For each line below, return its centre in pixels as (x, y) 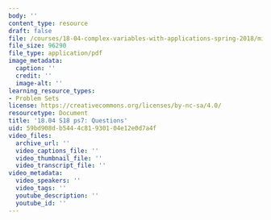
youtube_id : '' (41, 203)
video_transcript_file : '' (61, 166)
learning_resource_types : (52, 91)
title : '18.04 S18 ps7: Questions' (68, 121)
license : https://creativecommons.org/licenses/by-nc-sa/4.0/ (115, 106)
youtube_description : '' (57, 195)
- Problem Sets (34, 98)
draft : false (30, 31)
